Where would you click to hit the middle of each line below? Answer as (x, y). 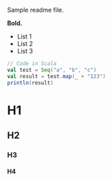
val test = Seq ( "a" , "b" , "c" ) (52, 70)
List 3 (25, 51)
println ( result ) (30, 83)
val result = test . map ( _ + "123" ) (57, 76)
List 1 (24, 36)
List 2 (25, 44)
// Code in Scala (32, 64)
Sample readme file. (35, 10)
